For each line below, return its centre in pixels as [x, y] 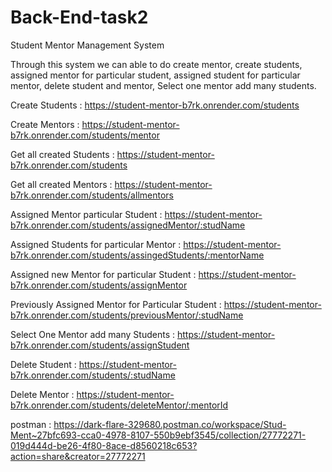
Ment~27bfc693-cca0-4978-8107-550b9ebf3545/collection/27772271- [158, 435]
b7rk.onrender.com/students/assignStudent [100, 345]
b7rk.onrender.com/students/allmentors [92, 195]
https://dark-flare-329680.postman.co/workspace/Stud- [170, 424]
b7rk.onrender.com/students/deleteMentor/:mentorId [119, 405]
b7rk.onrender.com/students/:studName [93, 375]
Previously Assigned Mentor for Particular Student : [116, 304]
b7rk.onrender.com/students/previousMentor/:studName [127, 315]
